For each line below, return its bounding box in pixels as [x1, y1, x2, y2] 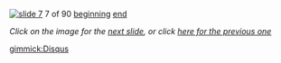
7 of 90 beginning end [44, 9, 127, 19]
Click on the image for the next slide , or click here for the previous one [9, 26, 272, 36]
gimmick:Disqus [9, 43, 70, 54]
